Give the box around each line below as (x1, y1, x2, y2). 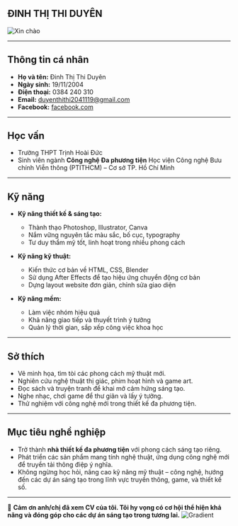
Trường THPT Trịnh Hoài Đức (17, 149, 103, 157)
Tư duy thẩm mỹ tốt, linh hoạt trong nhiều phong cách (28, 239, 186, 247)
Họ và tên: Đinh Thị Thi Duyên (17, 72, 106, 81)
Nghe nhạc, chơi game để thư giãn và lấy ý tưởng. (17, 391, 163, 401)
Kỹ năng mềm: (17, 295, 62, 303)
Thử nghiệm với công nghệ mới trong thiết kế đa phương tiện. (17, 399, 197, 408)
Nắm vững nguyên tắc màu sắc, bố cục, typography (28, 231, 181, 239)
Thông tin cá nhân (7, 54, 89, 66)
